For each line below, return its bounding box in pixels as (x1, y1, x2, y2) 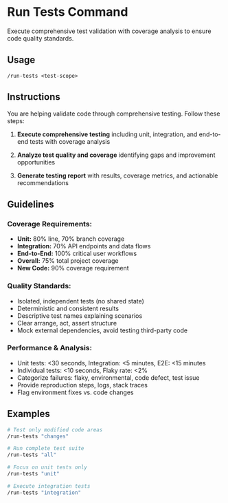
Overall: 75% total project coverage (16, 257, 119, 265)
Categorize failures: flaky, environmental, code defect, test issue (16, 373, 200, 382)
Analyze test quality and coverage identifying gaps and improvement (16, 151, 216, 159)
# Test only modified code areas (7, 426, 103, 434)
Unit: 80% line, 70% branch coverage (16, 235, 125, 243)
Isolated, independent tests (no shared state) (16, 297, 144, 305)
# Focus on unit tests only (7, 464, 88, 471)
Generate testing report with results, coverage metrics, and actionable (16, 171, 218, 180)
